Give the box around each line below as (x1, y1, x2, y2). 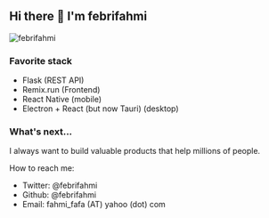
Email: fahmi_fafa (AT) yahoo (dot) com (21, 199, 167, 210)
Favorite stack (9, 54, 73, 67)
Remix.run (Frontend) (21, 85, 101, 95)
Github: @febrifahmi (21, 190, 96, 200)
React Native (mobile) (21, 94, 102, 105)
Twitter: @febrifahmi (21, 180, 98, 191)
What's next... (9, 125, 73, 138)
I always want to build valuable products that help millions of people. (9, 146, 261, 157)
